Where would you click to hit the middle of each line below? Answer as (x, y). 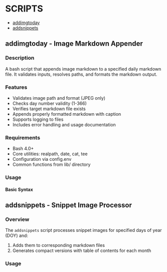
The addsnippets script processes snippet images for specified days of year (83, 230)
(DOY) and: (17, 235)
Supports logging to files (38, 119)
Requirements (23, 137)
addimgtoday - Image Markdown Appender (74, 44)
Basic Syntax (19, 189)
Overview (17, 219)
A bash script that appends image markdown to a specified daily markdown (83, 69)
